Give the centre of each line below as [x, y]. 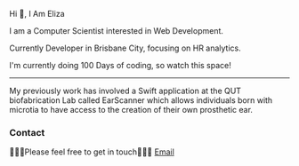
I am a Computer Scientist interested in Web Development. [117, 31]
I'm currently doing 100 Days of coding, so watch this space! [120, 65]
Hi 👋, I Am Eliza [37, 14]
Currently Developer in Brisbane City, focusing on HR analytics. [125, 48]
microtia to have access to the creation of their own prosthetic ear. [131, 110]
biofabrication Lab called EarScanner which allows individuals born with [141, 100]
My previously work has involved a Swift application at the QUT [125, 91]
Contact [27, 132]
